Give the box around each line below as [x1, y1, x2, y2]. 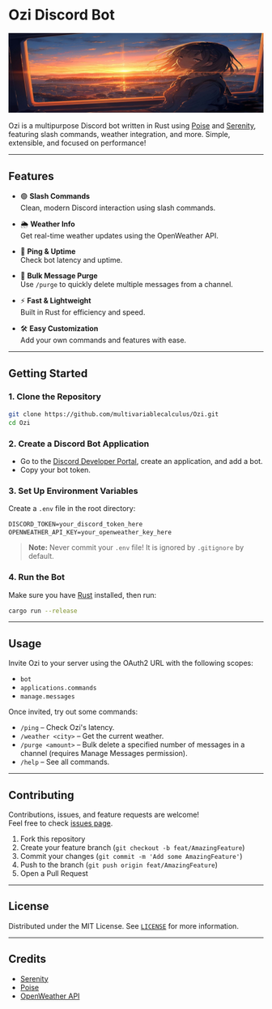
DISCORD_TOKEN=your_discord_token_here [8, 521, 143, 529]
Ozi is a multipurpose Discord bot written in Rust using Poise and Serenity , [8, 121, 257, 131]
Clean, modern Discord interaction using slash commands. [19, 203, 216, 213]
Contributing [8, 788, 74, 802]
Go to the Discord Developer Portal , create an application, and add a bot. [19, 456, 263, 466]
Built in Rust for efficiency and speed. [19, 307, 146, 317]
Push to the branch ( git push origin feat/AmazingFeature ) [19, 860, 219, 869]
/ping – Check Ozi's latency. [19, 723, 115, 732]
